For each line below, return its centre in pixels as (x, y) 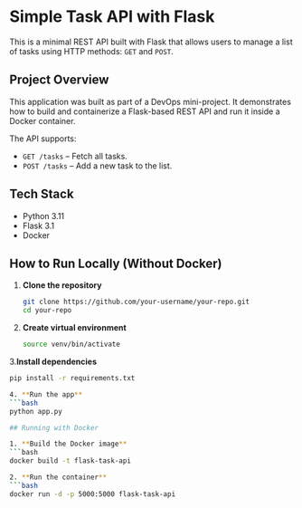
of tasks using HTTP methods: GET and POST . (92, 51)
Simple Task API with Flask (112, 17)
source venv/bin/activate (71, 345)
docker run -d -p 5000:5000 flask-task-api (93, 494)
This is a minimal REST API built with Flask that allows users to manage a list (151, 42)
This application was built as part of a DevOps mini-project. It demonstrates (151, 101)
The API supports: (43, 139)
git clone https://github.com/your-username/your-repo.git (136, 302)
